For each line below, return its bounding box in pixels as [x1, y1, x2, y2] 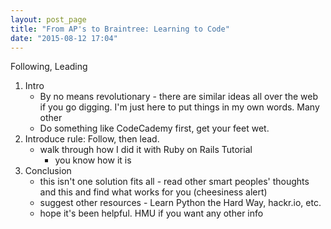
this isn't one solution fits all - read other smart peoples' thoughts [39, 176, 310, 188]
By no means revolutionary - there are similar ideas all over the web [39, 91, 319, 103]
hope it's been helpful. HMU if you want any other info [39, 207, 264, 220]
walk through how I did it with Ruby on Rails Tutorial [39, 144, 253, 156]
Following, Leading [10, 61, 88, 73]
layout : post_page [10, 14, 87, 25]
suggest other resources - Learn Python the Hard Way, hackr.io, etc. [39, 197, 322, 209]
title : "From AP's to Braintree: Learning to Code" [10, 24, 230, 34]
